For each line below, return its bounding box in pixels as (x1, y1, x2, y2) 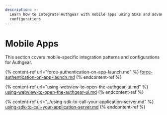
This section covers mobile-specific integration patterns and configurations (5, 54, 160, 60)
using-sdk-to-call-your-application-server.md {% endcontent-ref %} (5, 104, 146, 110)
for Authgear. (5, 59, 32, 65)
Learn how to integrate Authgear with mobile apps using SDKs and (9, 12, 150, 17)
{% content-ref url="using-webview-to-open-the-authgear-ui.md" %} (5, 84, 149, 90)
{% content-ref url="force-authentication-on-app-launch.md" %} (5, 69, 139, 75)
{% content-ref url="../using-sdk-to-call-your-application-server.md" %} (5, 99, 154, 105)
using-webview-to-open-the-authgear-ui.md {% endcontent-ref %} (5, 89, 144, 95)
